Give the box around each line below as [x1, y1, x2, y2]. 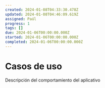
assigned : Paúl [5, 16, 37, 21]
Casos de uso [5, 60, 62, 72]
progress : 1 [5, 21, 30, 26]
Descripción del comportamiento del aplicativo [5, 77, 101, 83]
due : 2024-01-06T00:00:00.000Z [5, 30, 70, 35]
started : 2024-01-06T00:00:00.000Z [5, 35, 79, 40]
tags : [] [5, 26, 23, 31]
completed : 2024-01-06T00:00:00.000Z [5, 40, 83, 44]
